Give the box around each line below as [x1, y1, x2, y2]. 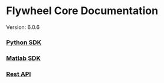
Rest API [6, 69, 31, 78]
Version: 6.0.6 [6, 24, 40, 31]
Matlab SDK [6, 54, 41, 62]
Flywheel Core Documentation [6, 4, 158, 18]
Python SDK [6, 38, 42, 47]
